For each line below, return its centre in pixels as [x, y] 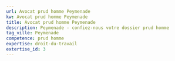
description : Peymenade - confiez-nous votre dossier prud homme [87, 28]
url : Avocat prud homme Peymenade [48, 11]
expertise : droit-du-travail [42, 44]
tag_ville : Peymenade [33, 33]
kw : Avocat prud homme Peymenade [47, 17]
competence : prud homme [35, 38]
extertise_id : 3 [26, 49]
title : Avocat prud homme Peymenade [51, 22]
